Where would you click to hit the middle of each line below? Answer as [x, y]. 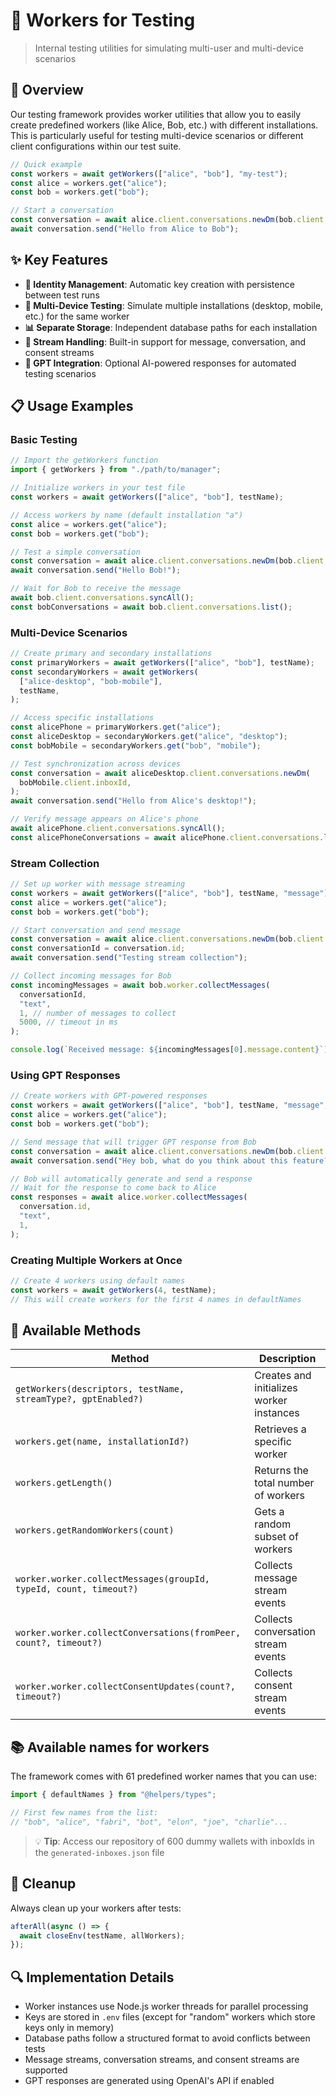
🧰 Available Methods [76, 1330]
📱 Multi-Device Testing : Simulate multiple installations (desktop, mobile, [174, 305]
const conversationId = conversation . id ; [98, 949]
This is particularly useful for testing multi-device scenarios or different [157, 135]
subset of [276, 1537]
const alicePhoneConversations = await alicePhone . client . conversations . [167, 837]
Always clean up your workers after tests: [96, 1908]
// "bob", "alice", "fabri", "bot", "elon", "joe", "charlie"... [149, 1822]
